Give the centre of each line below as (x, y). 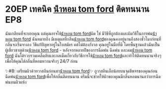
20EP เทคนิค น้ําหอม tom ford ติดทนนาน (77, 9)
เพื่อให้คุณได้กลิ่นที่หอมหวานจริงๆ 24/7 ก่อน (41, 61)
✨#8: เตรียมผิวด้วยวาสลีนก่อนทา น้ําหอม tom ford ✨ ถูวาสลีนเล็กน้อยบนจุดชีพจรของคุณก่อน (81, 71)
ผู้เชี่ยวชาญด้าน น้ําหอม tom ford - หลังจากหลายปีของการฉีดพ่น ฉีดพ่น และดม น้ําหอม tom (79, 50)
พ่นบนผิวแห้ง (16, 82)
